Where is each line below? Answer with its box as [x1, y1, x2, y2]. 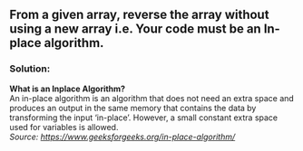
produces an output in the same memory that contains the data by [9, 102, 257, 113]
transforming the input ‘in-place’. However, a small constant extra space [9, 112, 279, 123]
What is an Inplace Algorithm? [9, 83, 125, 94]
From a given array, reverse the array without [9, 7, 269, 23]
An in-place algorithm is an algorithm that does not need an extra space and [9, 92, 295, 103]
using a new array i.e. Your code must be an [9, 22, 261, 37]
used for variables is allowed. [9, 121, 119, 132]
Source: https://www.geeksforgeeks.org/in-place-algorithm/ [9, 131, 236, 142]
